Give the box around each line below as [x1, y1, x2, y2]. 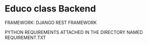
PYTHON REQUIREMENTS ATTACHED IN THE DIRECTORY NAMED [5, 29, 143, 35]
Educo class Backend [5, 3, 96, 14]
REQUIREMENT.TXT [5, 34, 46, 40]
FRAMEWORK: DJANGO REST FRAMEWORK [5, 19, 97, 25]
